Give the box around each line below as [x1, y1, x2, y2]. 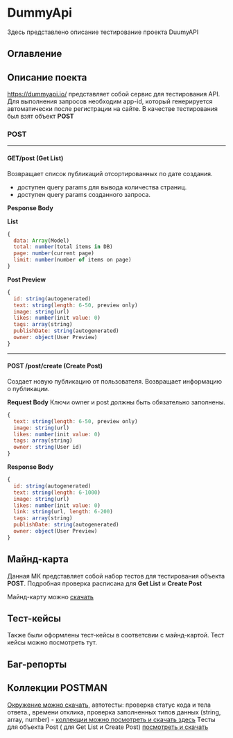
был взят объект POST [7, 112, 74, 121]
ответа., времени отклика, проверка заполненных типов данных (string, [7, 707, 221, 716]
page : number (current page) [13, 250, 95, 257]
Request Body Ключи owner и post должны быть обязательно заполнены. [7, 397, 225, 406]
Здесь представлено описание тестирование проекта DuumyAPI [7, 28, 199, 36]
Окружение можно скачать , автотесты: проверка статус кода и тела [7, 701, 212, 709]
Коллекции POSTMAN [7, 682, 107, 694]
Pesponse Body [7, 203, 54, 212]
